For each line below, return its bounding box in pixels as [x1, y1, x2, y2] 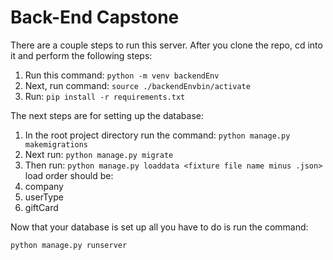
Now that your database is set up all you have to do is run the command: [10, 221, 309, 233]
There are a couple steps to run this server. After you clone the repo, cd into [10, 39, 323, 51]
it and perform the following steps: [10, 49, 153, 61]
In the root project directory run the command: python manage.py [24, 129, 291, 141]
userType [24, 191, 64, 203]
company [24, 180, 64, 192]
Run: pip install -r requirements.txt [24, 90, 186, 102]
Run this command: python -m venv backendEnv [24, 69, 220, 81]
